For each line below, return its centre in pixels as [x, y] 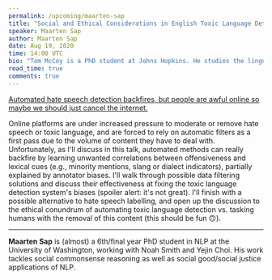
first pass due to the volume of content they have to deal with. [112, 140]
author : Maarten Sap [43, 38]
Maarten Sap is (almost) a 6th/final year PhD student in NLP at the [119, 241]
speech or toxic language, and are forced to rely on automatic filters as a [130, 132]
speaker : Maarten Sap [45, 31]
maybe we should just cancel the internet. [78, 108]
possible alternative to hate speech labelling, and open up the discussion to [134, 201]
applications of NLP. [42, 267]
